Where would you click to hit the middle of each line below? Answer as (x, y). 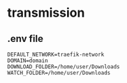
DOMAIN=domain (28, 61)
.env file (25, 39)
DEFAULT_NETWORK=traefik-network (56, 54)
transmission (46, 13)
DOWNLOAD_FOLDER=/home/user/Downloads (63, 67)
